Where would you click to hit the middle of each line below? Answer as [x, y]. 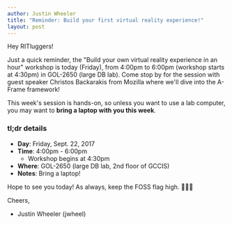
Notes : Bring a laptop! [49, 173]
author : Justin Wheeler [42, 14]
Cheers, [18, 200]
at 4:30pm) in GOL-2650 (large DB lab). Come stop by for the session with [114, 75]
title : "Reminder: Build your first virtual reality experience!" [106, 20]
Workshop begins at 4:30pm [69, 158]
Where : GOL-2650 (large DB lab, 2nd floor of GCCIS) [93, 166]
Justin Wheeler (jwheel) [52, 214]
